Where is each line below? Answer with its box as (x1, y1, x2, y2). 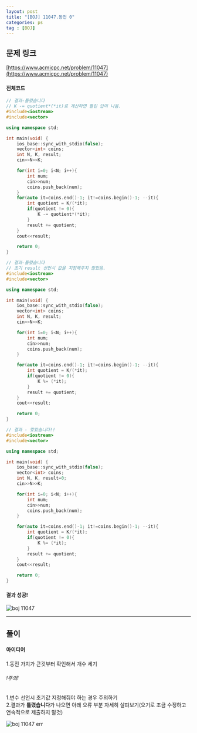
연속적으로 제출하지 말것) (6, 709, 63, 716)
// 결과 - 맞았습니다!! (6, 427, 56, 433)
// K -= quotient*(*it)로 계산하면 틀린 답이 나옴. (6, 103, 121, 109)
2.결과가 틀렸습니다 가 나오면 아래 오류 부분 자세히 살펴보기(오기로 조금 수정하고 (6, 701, 186, 708)
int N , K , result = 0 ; (16, 476, 67, 481)
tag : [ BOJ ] (6, 25, 35, 31)
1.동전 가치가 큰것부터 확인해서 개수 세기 (6, 660, 98, 667)
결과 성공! (6, 591, 28, 598)
